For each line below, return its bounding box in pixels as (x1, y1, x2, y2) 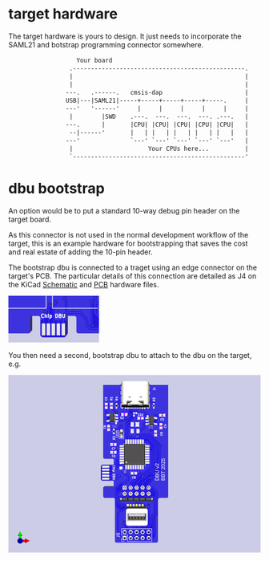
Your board (76, 56, 113, 64)
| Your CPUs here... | (69, 144, 249, 152)
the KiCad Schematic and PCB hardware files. (8, 279, 159, 289)
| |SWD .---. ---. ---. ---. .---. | (69, 112, 249, 120)
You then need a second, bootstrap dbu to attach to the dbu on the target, (8, 350, 252, 360)
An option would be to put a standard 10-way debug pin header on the (8, 205, 240, 215)
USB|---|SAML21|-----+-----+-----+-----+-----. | (65, 96, 249, 104)
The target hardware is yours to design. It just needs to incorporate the (8, 31, 242, 41)
